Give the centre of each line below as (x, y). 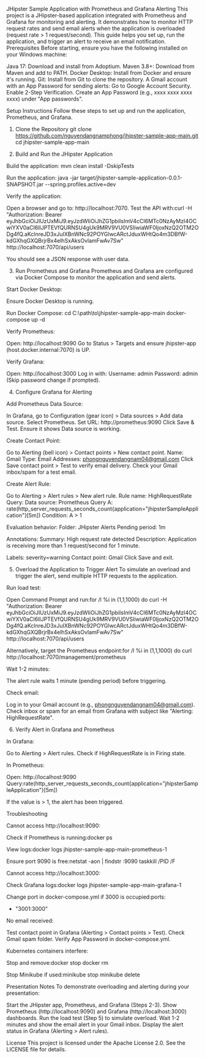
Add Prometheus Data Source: (45, 404)
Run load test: (24, 588)
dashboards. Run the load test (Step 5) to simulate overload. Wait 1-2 (93, 1018)
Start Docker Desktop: (34, 289)
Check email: (23, 693)
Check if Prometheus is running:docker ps (59, 837)
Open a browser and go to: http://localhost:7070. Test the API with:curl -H (99, 208)
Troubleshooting (27, 814)
